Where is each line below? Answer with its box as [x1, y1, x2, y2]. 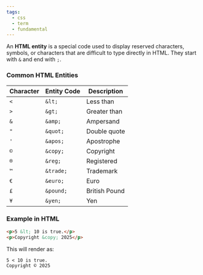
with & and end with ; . [6, 56, 62, 63]
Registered [86, 156, 117, 165]
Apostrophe [86, 137, 120, 145]
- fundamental [12, 26, 48, 32]
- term [12, 20, 29, 26]
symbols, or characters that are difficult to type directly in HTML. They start [6, 50, 197, 57]
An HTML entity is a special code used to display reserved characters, [6, 43, 185, 50]
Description [88, 87, 124, 95]
